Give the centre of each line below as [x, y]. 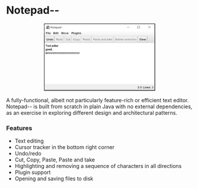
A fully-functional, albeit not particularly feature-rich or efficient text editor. [98, 100]
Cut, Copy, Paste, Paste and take [55, 160]
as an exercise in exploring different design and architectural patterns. [92, 112]
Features [19, 128]
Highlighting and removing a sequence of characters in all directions [98, 166]
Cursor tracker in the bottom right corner [64, 147]
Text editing [29, 141]
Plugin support [33, 173]
